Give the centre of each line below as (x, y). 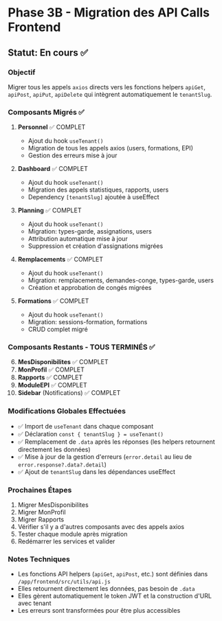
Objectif (22, 72)
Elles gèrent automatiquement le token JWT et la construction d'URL (115, 596)
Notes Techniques (39, 559)
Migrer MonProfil (42, 512)
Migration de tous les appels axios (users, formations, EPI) (110, 148)
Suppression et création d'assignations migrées (96, 246)
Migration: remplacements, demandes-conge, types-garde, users (121, 280)
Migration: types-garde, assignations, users (90, 232)
